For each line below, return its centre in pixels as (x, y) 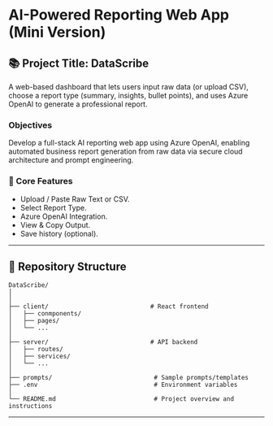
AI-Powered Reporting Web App (119, 15)
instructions (30, 406)
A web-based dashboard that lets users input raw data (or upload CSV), (129, 87)
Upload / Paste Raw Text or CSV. (75, 199)
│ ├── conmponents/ (45, 314)
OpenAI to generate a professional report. (78, 104)
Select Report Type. (53, 207)
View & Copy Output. (55, 224)
